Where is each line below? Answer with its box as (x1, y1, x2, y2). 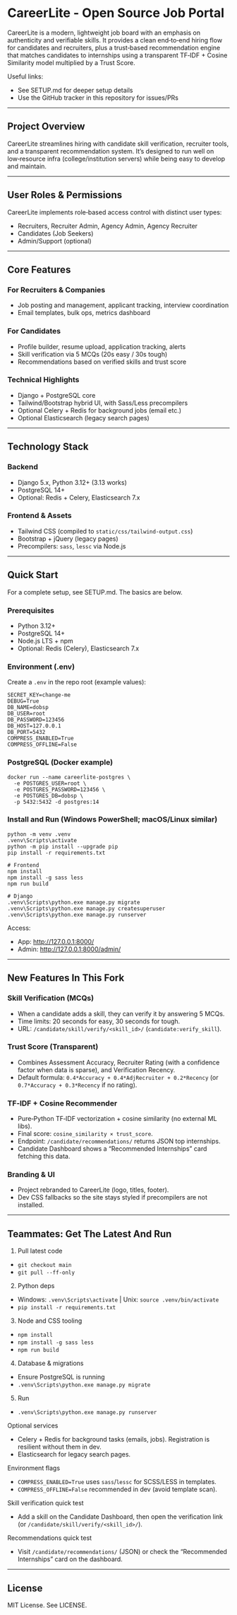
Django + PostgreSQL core (17, 391, 96, 399)
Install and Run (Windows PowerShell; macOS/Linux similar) (7, 815, 218, 824)
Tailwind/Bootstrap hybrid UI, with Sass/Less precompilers (17, 398, 188, 407)
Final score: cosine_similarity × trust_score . (17, 1130, 153, 1138)
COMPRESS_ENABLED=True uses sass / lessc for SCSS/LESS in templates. (17, 1478, 217, 1486)
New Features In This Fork (7, 972, 125, 984)
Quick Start (7, 569, 59, 581)
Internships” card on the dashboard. (17, 1555, 123, 1563)
